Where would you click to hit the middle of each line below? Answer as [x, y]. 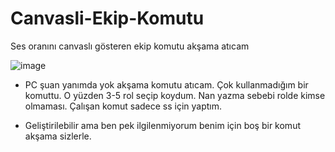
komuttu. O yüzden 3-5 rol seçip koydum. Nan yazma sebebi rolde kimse [175, 95]
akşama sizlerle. [58, 136]
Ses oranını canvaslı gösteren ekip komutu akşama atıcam [130, 46]
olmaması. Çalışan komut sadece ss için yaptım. [123, 106]
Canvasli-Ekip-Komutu [107, 18]
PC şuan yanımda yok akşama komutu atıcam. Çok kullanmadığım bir [166, 84]
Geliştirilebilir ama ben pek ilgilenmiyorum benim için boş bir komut [162, 125]
